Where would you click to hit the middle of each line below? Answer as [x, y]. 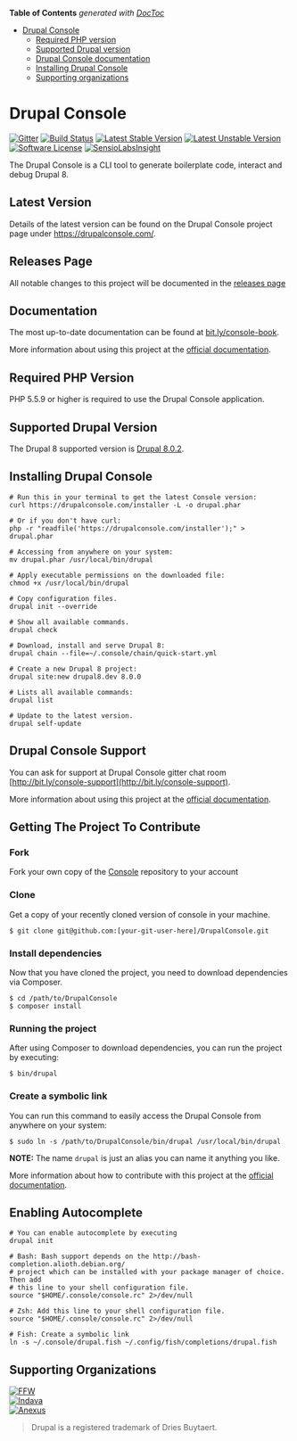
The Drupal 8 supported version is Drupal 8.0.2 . [97, 449]
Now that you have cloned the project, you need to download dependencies [148, 972]
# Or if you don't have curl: [66, 521]
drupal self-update [45, 723]
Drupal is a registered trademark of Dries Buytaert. [124, 1428]
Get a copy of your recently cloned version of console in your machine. [140, 914]
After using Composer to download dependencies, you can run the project [146, 1048]
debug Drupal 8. [39, 174]
